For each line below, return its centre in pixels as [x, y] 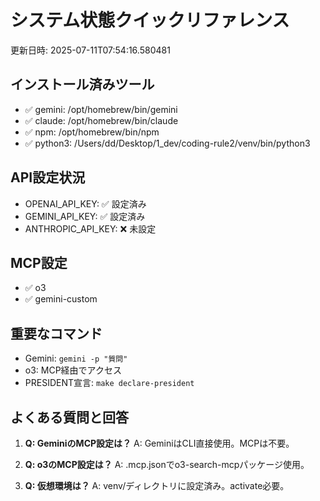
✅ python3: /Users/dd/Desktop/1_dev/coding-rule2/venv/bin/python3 [167, 143]
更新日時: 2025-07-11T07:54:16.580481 [90, 50]
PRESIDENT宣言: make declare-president [109, 383]
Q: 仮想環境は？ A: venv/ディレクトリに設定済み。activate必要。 [157, 485]
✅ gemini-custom [61, 299]
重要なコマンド [56, 333]
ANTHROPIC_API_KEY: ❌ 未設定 [90, 228]
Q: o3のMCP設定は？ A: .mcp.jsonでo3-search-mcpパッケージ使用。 [167, 464]
